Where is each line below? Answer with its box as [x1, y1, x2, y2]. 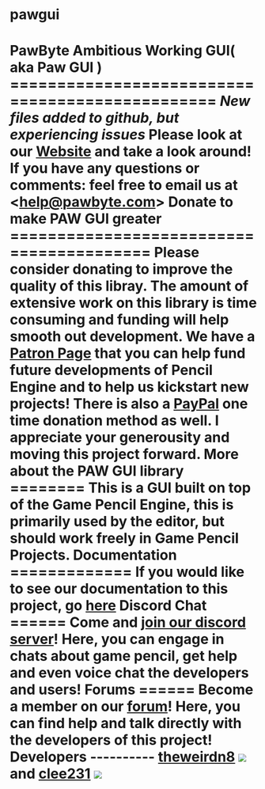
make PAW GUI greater [9, 210, 162, 228]
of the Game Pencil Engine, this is [9, 496, 234, 514]
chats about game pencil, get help [9, 647, 237, 666]
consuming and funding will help [9, 311, 229, 329]
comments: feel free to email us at [9, 176, 238, 195]
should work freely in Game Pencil [9, 529, 239, 548]
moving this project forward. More [9, 446, 239, 464]
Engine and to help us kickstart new [9, 378, 249, 396]
